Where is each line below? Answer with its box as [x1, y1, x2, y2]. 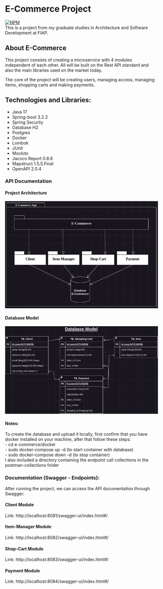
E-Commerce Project [5, 3, 91, 15]
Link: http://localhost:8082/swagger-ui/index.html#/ [5, 534, 109, 541]
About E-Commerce [5, 44, 67, 52]
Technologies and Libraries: [5, 96, 91, 104]
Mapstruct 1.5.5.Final [12, 161, 54, 166]
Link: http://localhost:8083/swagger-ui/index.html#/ [5, 556, 109, 563]
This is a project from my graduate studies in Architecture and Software [5, 24, 148, 30]
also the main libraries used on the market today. [5, 67, 103, 73]
